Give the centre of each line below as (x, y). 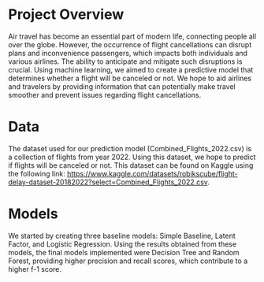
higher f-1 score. (35, 269)
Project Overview (66, 15)
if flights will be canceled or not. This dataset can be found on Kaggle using (131, 165)
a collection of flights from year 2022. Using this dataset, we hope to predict (132, 157)
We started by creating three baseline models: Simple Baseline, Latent (122, 236)
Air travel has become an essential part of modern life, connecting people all (132, 36)
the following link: (37, 173)
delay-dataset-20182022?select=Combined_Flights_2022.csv (108, 182)
